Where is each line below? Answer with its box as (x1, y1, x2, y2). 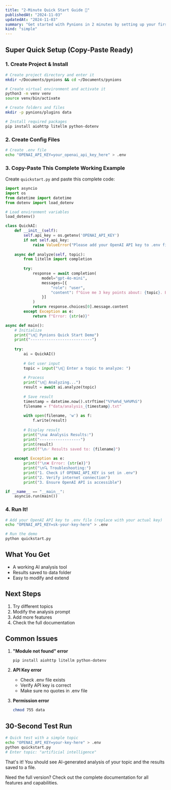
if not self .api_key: (23, 237, 70, 243)
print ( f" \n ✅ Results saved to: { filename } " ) (23, 446, 121, 452)
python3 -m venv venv (5, 91, 51, 96)
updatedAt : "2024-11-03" (5, 17, 58, 22)
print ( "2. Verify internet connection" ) (23, 475, 110, 480)
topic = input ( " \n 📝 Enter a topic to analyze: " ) (23, 366, 131, 371)
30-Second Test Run (5, 721, 72, 730)
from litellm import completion (23, 257, 93, 262)
